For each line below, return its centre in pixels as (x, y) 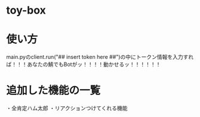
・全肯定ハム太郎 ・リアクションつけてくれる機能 (67, 108)
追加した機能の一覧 (53, 91)
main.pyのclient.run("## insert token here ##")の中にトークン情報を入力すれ (100, 57)
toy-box (26, 10)
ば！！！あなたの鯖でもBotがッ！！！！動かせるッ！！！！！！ (84, 64)
